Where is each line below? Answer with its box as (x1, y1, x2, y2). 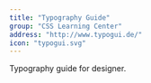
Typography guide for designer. (9, 63, 127, 74)
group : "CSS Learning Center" (9, 22, 123, 31)
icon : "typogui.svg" (9, 38, 87, 48)
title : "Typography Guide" (9, 13, 111, 23)
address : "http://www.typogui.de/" (9, 30, 143, 39)
